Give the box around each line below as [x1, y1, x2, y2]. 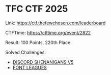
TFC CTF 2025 [5, 3, 68, 15]
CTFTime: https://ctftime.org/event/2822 [5, 29, 91, 35]
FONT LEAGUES [12, 64, 47, 70]
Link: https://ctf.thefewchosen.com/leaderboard [5, 20, 106, 26]
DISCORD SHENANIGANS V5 [12, 59, 74, 65]
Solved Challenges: [5, 49, 46, 55]
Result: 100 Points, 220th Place [5, 39, 71, 46]
